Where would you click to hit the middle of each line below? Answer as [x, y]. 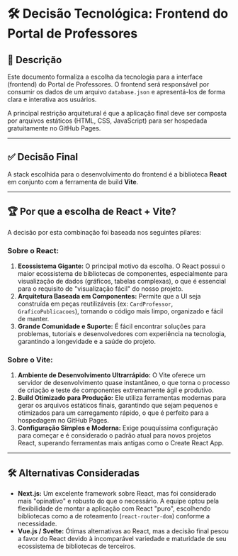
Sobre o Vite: [30, 360]
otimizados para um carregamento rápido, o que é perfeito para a [113, 413]
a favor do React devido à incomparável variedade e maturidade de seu [122, 539]
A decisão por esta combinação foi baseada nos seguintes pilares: [104, 232]
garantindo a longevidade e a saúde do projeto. [86, 341]
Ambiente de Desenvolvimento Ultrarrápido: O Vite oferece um [112, 375]
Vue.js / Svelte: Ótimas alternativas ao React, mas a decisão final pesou [123, 531]
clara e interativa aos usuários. [52, 99]
